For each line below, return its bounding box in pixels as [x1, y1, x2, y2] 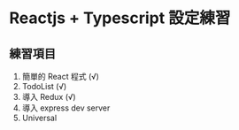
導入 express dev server [21, 103, 111, 113]
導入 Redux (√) [21, 92, 77, 102]
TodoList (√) [21, 81, 67, 91]
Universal [21, 112, 58, 123]
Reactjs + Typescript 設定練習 [9, 8, 231, 28]
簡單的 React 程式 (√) [21, 72, 100, 81]
